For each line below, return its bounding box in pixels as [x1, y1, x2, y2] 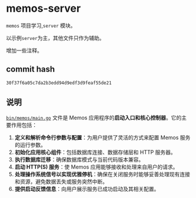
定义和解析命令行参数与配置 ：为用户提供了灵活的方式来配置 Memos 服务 [14, 134, 191, 141]
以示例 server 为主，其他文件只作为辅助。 [6, 34, 105, 41]
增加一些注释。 [6, 46, 42, 54]
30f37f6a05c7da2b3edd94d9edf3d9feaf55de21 [6, 80, 112, 86]
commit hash [6, 64, 55, 75]
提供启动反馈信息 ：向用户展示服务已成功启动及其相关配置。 [14, 185, 160, 192]
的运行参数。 [14, 141, 46, 148]
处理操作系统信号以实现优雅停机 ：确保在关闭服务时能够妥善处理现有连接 [14, 170, 190, 177]
